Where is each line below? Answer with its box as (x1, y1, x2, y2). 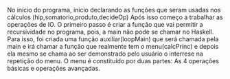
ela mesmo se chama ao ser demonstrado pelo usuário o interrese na (7, 49, 204, 58)
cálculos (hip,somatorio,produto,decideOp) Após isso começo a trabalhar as (7, 13, 223, 21)
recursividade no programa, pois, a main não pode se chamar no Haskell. (7, 27, 214, 36)
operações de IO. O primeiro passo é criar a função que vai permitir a (7, 21, 204, 28)
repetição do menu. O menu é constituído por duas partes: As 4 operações (7, 57, 220, 65)
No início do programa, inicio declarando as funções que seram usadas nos (7, 6, 221, 14)
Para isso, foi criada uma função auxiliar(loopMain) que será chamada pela (7, 35, 219, 43)
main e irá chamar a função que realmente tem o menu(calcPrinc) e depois (7, 43, 219, 50)
